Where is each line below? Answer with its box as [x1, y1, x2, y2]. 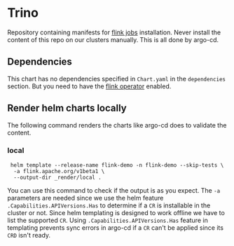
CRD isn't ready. [7, 231, 51, 239]
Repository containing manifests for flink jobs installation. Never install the [7, 28, 221, 36]
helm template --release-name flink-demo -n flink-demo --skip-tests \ [10, 161, 224, 169]
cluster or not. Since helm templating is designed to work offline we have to [7, 208, 226, 217]
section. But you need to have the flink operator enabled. [7, 82, 172, 90]
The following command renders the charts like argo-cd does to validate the [7, 121, 227, 129]
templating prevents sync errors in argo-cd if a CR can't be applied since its [7, 223, 224, 232]
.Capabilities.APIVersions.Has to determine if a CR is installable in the [7, 201, 211, 210]
